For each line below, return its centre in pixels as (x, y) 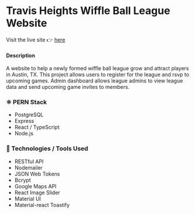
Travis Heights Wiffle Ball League (88, 11)
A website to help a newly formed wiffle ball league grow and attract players (97, 68)
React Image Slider (37, 192)
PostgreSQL (29, 115)
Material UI (28, 199)
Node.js (24, 133)
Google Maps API (35, 186)
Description (21, 55)
